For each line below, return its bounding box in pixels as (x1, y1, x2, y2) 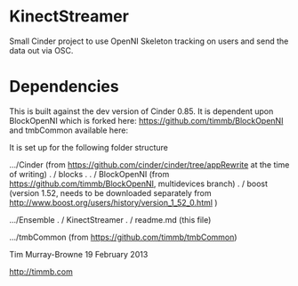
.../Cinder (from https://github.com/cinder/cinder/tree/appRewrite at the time (9, 159, 290, 170)
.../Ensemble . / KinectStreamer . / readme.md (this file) (9, 214, 212, 225)
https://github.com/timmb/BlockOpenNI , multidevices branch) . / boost (9, 178, 269, 189)
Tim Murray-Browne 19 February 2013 (9, 249, 149, 259)
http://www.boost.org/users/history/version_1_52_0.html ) (9, 197, 218, 208)
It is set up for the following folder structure (9, 142, 169, 152)
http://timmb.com (9, 266, 73, 277)
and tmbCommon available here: (9, 125, 129, 135)
